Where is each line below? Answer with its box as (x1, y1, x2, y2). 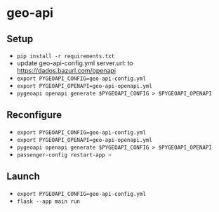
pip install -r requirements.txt (16, 53, 115, 60)
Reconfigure (6, 109, 62, 121)
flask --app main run (16, 198, 80, 205)
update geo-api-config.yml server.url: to (16, 59, 133, 67)
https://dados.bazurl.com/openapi (16, 67, 117, 74)
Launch (6, 171, 40, 183)
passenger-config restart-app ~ (16, 151, 112, 159)
